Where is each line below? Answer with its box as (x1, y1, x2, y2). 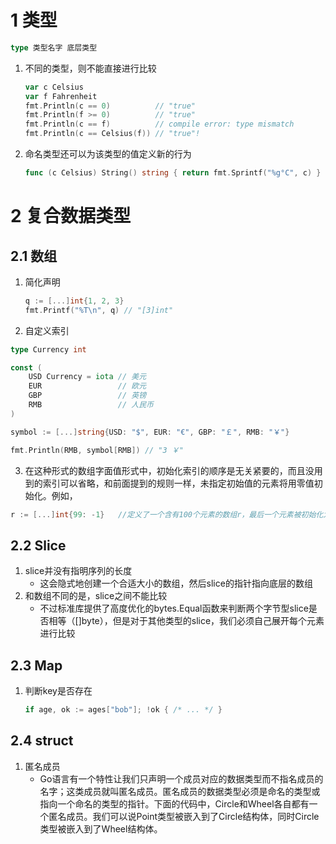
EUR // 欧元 (28, 381, 147, 391)
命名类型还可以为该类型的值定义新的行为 (24, 148, 192, 160)
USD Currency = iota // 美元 (28, 372, 147, 382)
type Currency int (10, 344, 87, 355)
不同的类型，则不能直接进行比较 (24, 62, 157, 74)
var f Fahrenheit (24, 91, 98, 101)
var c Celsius (24, 82, 84, 92)
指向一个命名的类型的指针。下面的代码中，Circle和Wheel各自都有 (39, 797, 310, 810)
